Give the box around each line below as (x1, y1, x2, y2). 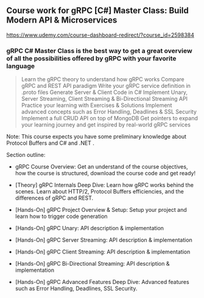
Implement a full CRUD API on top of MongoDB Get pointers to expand (21, 115, 198, 122)
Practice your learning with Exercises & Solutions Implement (21, 101, 172, 109)
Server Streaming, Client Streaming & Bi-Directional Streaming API (21, 95, 188, 103)
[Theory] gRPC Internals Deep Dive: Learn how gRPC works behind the (15, 181, 194, 189)
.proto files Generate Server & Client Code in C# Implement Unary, (21, 89, 188, 96)
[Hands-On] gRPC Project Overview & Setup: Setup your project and (15, 206, 187, 214)
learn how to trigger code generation (15, 213, 108, 220)
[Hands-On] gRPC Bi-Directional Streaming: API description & (15, 260, 170, 267)
